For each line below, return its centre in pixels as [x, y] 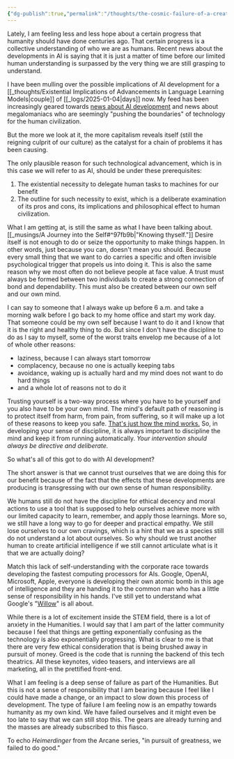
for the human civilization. [44, 121]
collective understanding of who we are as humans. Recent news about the [115, 48]
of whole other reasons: [41, 344]
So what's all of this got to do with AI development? [81, 459]
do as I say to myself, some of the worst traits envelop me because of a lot [114, 337]
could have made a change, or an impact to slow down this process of [108, 697]
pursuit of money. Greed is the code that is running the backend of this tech [116, 654]
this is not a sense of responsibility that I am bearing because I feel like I [111, 690]
